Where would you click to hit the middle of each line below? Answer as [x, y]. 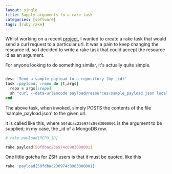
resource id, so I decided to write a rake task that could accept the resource [85, 50]
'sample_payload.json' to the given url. [46, 113]
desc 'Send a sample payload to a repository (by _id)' [66, 79]
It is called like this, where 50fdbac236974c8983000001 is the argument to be [84, 123]
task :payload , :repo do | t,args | [42, 84]
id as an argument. [25, 55]
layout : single [21, 10]
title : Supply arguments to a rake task [49, 15]
